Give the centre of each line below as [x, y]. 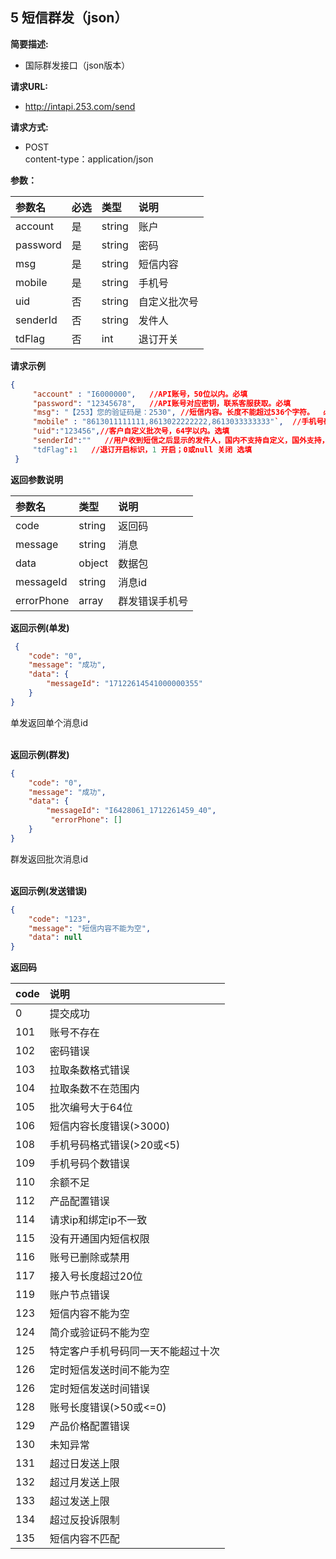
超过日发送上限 [84, 1464]
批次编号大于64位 [91, 1108]
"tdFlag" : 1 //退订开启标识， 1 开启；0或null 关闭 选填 [142, 449]
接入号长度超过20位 [96, 1276]
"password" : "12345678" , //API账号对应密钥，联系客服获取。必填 [162, 403]
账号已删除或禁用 [89, 1258]
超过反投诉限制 [84, 1520]
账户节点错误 [79, 1295]
